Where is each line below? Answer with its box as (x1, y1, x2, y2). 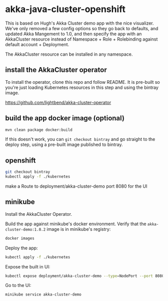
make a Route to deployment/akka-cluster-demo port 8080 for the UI (5, 183, 147, 189)
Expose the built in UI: (5, 263, 50, 269)
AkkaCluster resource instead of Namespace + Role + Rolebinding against (5, 36, 158, 42)
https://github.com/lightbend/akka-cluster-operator (5, 99, 111, 105)
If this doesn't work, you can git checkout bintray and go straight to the (5, 136, 155, 142)
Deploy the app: (5, 245, 38, 251)
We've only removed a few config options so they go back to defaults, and (5, 25, 158, 31)
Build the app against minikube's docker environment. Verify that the (5, 221, 146, 227)
